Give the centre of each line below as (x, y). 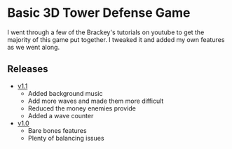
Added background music (65, 93)
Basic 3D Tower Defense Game (99, 13)
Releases (28, 69)
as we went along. (34, 47)
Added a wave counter (61, 115)
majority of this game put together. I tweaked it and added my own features (116, 39)
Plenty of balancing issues (66, 138)
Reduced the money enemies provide (82, 108)
